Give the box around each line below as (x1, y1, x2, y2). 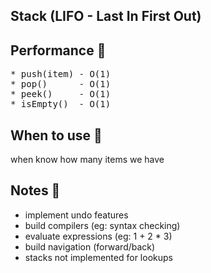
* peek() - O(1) (10, 89, 112, 100)
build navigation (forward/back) (24, 240, 156, 253)
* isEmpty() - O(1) (10, 99, 112, 110)
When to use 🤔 (10, 127, 103, 144)
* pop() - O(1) (10, 79, 112, 90)
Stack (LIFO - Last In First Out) (10, 8, 202, 25)
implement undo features (24, 209, 129, 221)
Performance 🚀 (10, 42, 107, 59)
